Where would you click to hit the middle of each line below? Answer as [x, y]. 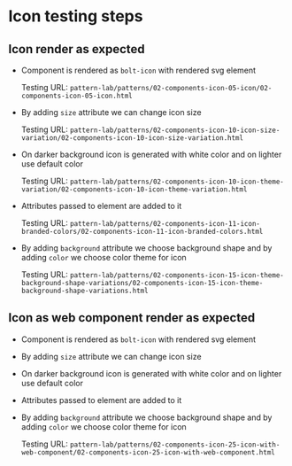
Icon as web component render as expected [132, 318]
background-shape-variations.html [85, 291]
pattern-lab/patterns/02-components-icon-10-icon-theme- [177, 182]
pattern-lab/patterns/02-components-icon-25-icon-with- [175, 445]
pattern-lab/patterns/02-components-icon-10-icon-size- [175, 130]
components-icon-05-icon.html [77, 96]
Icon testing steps [76, 16]
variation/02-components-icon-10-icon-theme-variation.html [134, 190]
